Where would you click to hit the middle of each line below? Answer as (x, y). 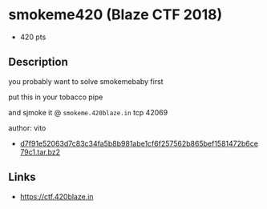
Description (38, 62)
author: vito (27, 128)
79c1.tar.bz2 (40, 152)
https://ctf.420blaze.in (57, 196)
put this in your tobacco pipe (56, 97)
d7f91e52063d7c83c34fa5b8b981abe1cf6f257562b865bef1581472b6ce (139, 143)
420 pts (33, 37)
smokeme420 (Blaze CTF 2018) (115, 15)
